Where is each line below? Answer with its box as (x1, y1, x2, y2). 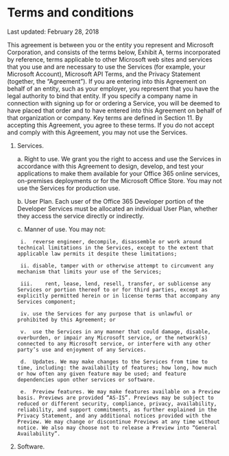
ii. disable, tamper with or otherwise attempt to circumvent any (20, 262, 214, 269)
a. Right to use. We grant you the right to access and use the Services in (16, 154, 221, 163)
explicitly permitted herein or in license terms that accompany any (16, 292, 221, 299)
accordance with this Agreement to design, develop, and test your (16, 162, 204, 170)
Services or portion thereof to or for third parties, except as (16, 286, 208, 293)
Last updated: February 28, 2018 (7, 27, 99, 36)
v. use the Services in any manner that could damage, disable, (20, 328, 211, 335)
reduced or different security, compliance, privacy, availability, (16, 400, 217, 407)
